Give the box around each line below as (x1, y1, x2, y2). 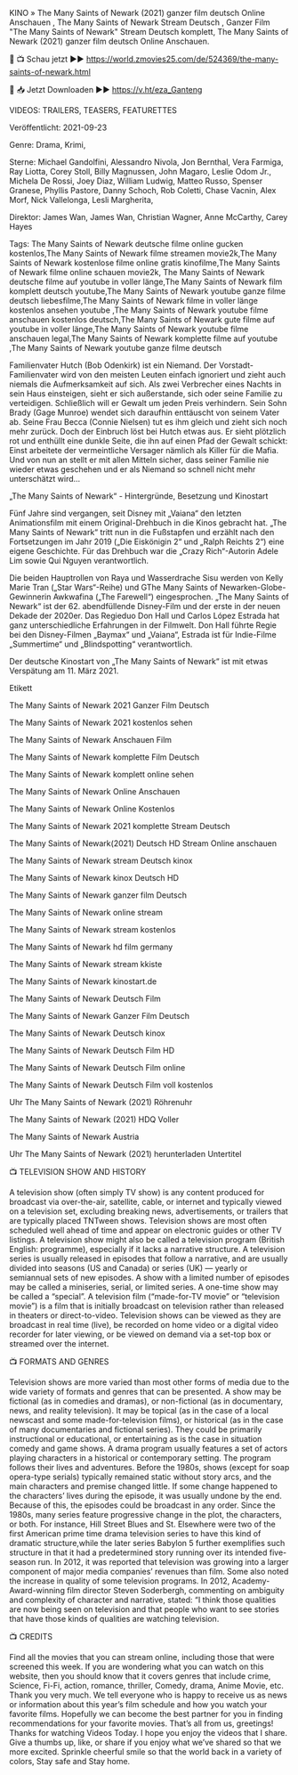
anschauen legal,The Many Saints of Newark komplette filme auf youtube (9, 333, 278, 344)
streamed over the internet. (9, 1339, 109, 1348)
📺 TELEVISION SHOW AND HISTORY (9, 1167, 147, 1177)
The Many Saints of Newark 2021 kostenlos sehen (9, 717, 193, 728)
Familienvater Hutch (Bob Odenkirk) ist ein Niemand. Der (9, 360, 218, 370)
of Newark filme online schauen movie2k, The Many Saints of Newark (9, 267, 265, 277)
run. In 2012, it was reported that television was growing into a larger (37, 1557, 289, 1567)
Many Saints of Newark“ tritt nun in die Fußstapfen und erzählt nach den (9, 527, 275, 537)
